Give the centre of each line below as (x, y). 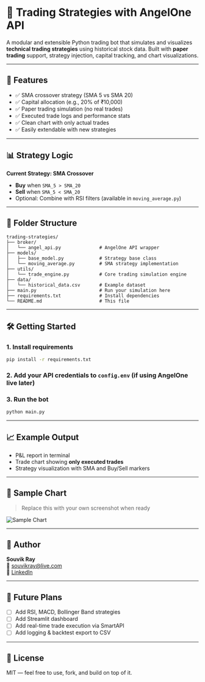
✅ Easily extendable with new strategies (66, 129)
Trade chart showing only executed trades (69, 461)
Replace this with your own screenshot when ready (86, 508)
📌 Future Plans (34, 597)
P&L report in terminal (42, 455)
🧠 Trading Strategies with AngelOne (99, 13)
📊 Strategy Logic (40, 156)
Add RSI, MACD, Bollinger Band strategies (68, 612)
